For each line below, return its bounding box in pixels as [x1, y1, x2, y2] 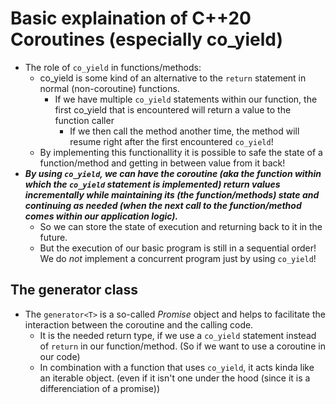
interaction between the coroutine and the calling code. [24, 318, 254, 331]
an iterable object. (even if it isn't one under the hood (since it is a [39, 372, 311, 384]
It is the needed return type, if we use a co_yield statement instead [39, 329, 317, 341]
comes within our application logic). [24, 210, 179, 222]
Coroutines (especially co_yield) [10, 28, 284, 51]
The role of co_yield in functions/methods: [24, 61, 202, 73]
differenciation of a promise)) [39, 382, 160, 394]
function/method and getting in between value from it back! [39, 157, 286, 169]
